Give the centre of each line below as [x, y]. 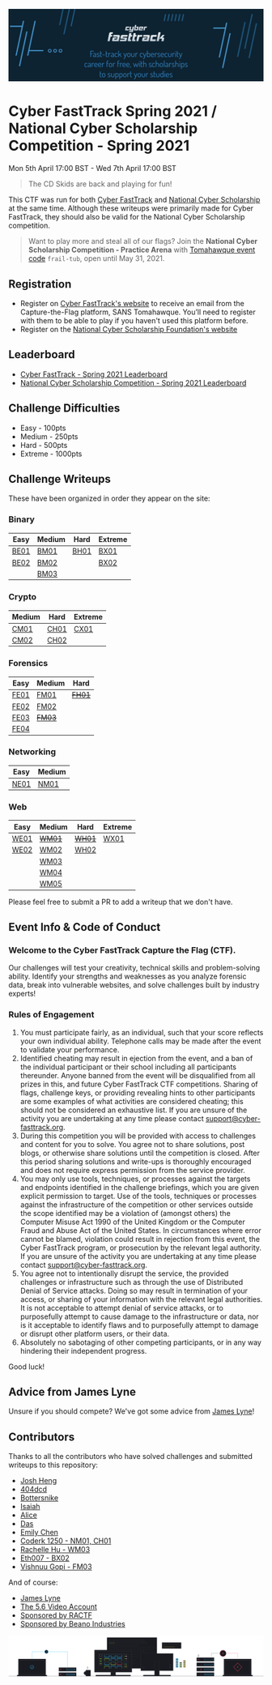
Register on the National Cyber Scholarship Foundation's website [129, 329]
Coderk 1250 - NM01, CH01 [66, 1541]
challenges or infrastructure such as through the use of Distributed [132, 1282]
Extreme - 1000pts [51, 454]
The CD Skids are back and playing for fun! [100, 184]
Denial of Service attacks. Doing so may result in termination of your [134, 1290]
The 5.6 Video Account [58, 1607]
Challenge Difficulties [64, 409]
